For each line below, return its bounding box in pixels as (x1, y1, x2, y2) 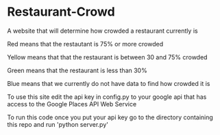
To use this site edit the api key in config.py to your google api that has (7, 93, 207, 101)
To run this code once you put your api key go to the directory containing (7, 113, 214, 121)
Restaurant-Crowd (7, 4, 115, 20)
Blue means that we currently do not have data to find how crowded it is (7, 79, 210, 87)
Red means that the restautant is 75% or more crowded (7, 40, 163, 48)
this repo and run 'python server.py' (7, 120, 108, 128)
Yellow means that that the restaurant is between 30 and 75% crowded (7, 52, 208, 61)
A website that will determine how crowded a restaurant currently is (7, 27, 198, 35)
